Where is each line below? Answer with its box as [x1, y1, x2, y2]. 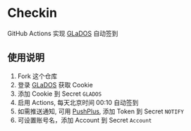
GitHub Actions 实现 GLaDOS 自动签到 [7, 29, 118, 37]
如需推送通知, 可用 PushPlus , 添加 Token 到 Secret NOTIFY [17, 107, 185, 116]
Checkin [7, 5, 58, 21]
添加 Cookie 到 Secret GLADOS [17, 89, 102, 98]
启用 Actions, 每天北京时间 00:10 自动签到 [17, 98, 139, 106]
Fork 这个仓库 [17, 72, 58, 80]
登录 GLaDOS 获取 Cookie [17, 80, 93, 89]
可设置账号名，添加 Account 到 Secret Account [17, 116, 152, 124]
